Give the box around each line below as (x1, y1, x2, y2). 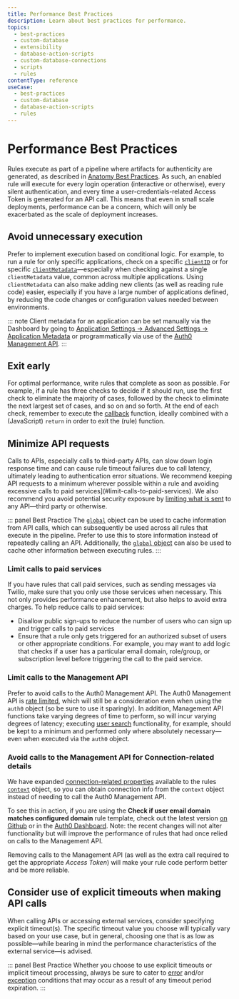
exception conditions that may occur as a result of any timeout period (7, 975, 212, 984)
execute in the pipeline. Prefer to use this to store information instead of (7, 531, 218, 540)
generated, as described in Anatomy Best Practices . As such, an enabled (7, 172, 222, 181)
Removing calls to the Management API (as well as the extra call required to (7, 850, 230, 859)
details (7, 761, 32, 771)
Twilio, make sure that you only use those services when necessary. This (7, 588, 223, 596)
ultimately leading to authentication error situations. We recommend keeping (7, 472, 233, 481)
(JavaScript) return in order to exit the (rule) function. (7, 417, 166, 426)
